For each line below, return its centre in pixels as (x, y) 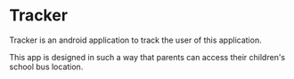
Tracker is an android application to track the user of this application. (135, 40)
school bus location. (46, 67)
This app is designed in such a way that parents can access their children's (147, 57)
